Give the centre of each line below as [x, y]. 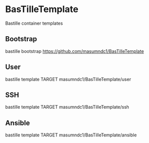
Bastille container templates [34, 23]
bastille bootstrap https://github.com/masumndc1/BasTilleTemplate [74, 51]
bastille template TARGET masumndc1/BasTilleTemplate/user [68, 79]
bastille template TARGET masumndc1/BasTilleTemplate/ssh [67, 107]
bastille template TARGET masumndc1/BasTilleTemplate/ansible [71, 135]
